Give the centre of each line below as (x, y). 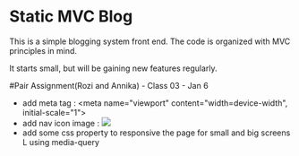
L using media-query (61, 142)
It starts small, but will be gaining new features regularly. (113, 68)
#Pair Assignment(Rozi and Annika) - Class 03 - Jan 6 (109, 85)
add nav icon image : (61, 123)
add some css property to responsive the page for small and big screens (156, 133)
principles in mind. (43, 50)
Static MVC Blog (71, 17)
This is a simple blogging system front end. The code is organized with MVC (150, 41)
